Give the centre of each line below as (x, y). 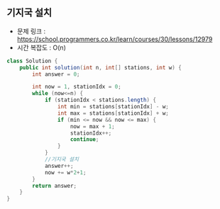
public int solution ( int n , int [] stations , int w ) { (100, 67)
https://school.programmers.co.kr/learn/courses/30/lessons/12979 (115, 39)
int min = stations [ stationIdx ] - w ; (113, 107)
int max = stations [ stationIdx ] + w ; (113, 113)
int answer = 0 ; (56, 74)
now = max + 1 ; (92, 126)
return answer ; (55, 186)
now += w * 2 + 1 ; (65, 172)
